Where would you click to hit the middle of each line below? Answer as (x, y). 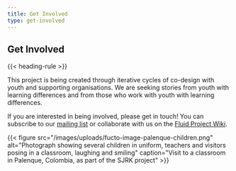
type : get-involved (36, 21)
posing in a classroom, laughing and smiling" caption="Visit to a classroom (117, 153)
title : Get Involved (38, 14)
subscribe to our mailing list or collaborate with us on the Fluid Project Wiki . (118, 124)
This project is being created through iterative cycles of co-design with (111, 80)
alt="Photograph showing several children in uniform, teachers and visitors (117, 145)
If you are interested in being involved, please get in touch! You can (106, 116)
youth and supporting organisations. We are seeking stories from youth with (118, 88)
